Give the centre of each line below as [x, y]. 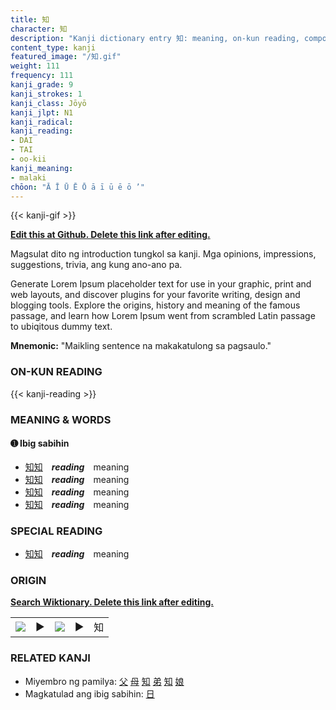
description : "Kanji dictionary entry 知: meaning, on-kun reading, [155, 38]
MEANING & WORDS [61, 419]
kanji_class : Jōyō [48, 103]
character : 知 [39, 29]
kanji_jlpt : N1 [42, 112]
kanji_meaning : [42, 168]
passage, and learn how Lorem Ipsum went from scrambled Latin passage [163, 316]
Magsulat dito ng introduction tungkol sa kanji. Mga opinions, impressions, [163, 254]
